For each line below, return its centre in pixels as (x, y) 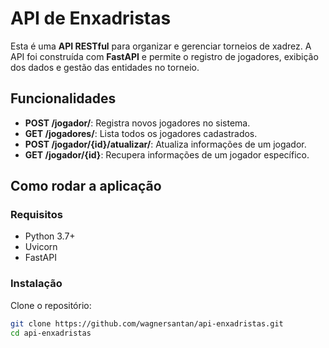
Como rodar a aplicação (86, 186)
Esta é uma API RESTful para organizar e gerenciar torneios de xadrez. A (161, 46)
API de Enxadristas (91, 18)
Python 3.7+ (50, 236)
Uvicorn (41, 247)
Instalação (36, 284)
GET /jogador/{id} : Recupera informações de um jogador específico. (167, 154)
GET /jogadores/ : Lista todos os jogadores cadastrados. (141, 133)
